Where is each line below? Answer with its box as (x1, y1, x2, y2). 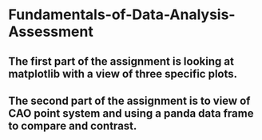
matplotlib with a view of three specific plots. (8, 66, 238, 81)
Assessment (8, 22, 93, 41)
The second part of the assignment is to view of (8, 94, 251, 107)
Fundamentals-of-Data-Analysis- (8, 6, 236, 24)
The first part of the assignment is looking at (8, 54, 234, 68)
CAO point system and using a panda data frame (8, 106, 254, 120)
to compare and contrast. (8, 118, 137, 133)
